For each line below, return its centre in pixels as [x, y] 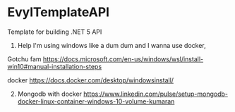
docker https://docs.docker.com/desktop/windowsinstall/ [91, 80]
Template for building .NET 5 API [55, 32]
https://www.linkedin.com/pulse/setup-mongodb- [156, 94]
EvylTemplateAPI [59, 12]
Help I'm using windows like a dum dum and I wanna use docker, [112, 45]
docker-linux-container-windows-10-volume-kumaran [96, 101]
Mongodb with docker [50, 94]
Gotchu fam [24, 59]
